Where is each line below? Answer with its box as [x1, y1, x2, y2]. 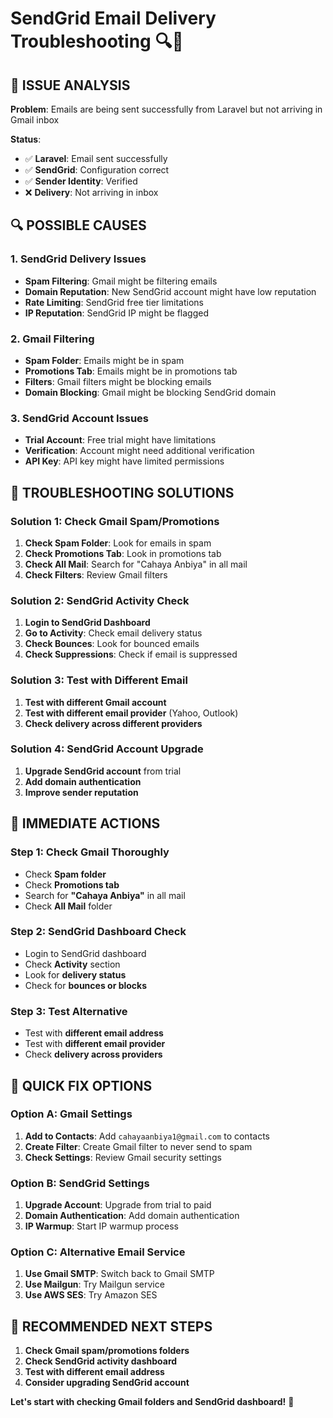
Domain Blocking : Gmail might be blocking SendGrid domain [24, 386, 277, 398]
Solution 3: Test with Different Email [10, 673, 188, 687]
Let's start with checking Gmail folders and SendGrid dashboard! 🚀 [10, 1396, 295, 1408]
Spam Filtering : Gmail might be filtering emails [24, 275, 218, 287]
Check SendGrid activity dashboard [24, 1355, 178, 1367]
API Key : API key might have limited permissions [24, 455, 225, 467]
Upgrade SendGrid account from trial [24, 765, 182, 777]
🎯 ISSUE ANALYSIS [10, 77, 131, 94]
